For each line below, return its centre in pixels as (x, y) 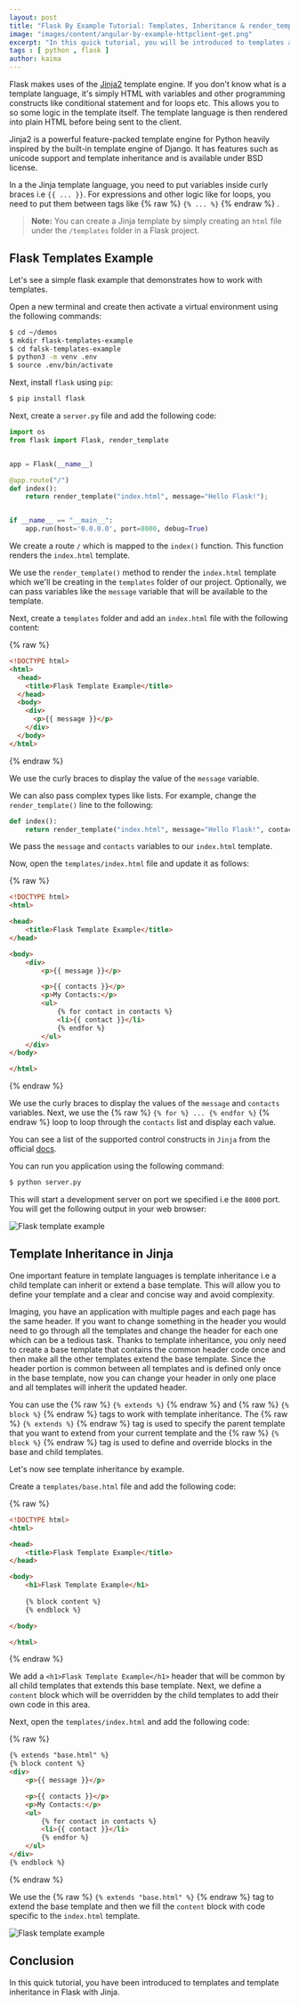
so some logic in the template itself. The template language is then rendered (149, 113)
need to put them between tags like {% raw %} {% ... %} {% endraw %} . (145, 204)
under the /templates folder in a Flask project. (115, 231)
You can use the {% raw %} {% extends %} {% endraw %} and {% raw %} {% (149, 1404)
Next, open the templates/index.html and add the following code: (129, 1722)
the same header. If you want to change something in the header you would (148, 1321)
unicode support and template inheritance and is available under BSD (136, 158)
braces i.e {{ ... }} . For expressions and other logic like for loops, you (140, 194)
